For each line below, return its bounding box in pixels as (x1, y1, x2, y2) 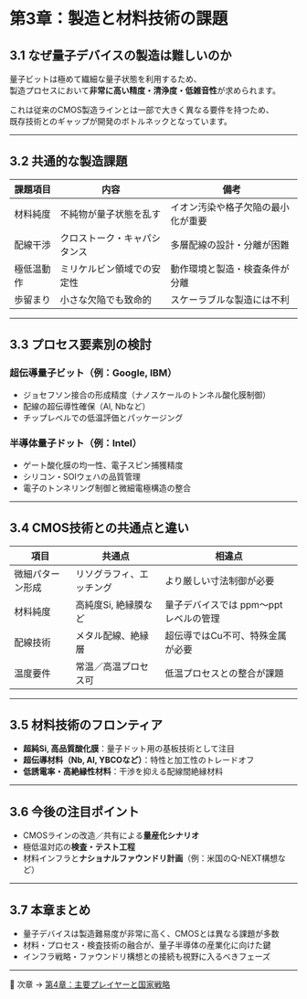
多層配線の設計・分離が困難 (170, 239, 290, 251)
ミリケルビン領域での (59, 262, 153, 275)
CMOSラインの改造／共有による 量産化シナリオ (22, 830, 199, 841)
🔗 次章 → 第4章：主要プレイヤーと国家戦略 (9, 979, 171, 990)
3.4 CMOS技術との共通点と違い (9, 520, 190, 536)
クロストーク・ (59, 231, 125, 244)
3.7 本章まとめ (9, 902, 91, 918)
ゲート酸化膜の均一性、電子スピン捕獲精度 (22, 459, 184, 471)
